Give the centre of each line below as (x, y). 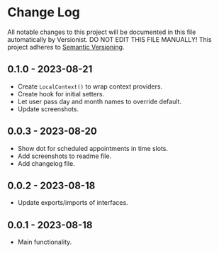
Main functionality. (45, 242)
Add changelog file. (46, 163)
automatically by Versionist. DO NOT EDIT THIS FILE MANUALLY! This (109, 39)
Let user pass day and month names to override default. (100, 101)
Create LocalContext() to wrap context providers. (90, 86)
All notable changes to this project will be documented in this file (102, 32)
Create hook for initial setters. (61, 94)
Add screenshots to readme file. (64, 156)
